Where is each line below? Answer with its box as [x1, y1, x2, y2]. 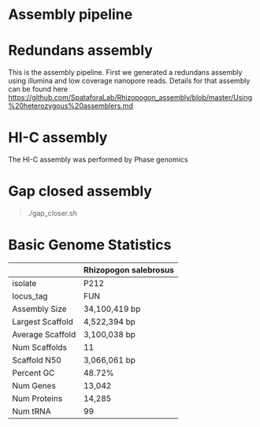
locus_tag [12, 290, 48, 301]
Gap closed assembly [8, 183, 152, 200]
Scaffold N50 [12, 355, 61, 366]
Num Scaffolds [12, 341, 67, 352]
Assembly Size [12, 303, 67, 314]
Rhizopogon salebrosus [83, 264, 175, 275]
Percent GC [12, 367, 55, 378]
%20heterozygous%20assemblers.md [8, 101, 134, 111]
